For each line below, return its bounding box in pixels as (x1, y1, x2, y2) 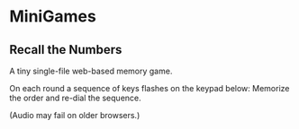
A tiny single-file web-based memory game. (9, 65, 173, 76)
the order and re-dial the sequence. (9, 92, 141, 103)
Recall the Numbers (9, 42, 122, 57)
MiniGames (9, 6, 96, 27)
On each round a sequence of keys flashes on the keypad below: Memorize (9, 83, 290, 93)
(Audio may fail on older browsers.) (9, 110, 140, 120)
